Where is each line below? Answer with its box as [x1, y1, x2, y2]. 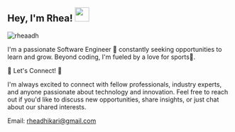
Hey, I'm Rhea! [7, 12, 73, 25]
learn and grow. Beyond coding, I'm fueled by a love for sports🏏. [7, 53, 196, 61]
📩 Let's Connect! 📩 [7, 66, 62, 75]
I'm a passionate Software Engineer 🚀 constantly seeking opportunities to [7, 45, 222, 53]
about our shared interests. [7, 102, 87, 111]
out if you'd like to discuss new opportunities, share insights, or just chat [7, 95, 219, 104]
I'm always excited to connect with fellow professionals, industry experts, [7, 79, 222, 89]
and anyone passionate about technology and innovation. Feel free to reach [7, 87, 229, 96]
